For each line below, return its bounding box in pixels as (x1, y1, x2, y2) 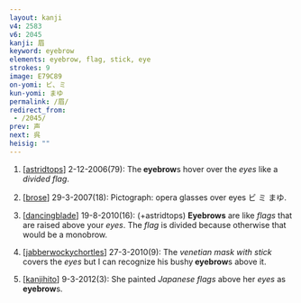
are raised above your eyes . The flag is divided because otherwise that (22, 219, 287, 230)
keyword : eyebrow (9, 47, 75, 56)
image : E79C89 (9, 72, 63, 81)
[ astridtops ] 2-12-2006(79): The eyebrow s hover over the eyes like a (22, 163, 278, 174)
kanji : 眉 (9, 38, 45, 48)
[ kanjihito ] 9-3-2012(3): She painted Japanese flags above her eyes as (22, 273, 287, 284)
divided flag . (22, 173, 70, 184)
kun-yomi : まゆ (9, 88, 64, 97)
